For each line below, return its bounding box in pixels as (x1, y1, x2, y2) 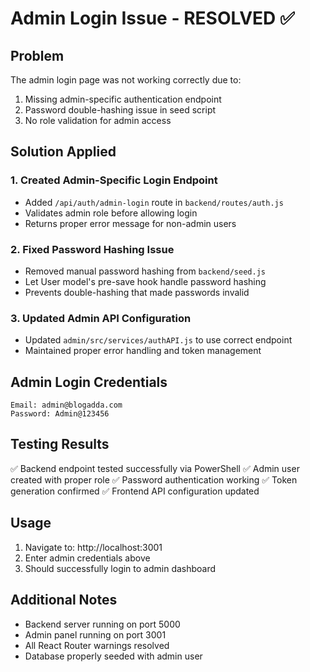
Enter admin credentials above (24, 552, 151, 564)
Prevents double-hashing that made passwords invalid (24, 286, 250, 298)
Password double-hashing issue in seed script (24, 104, 217, 116)
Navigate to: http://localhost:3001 (24, 541, 163, 553)
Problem (10, 47, 65, 64)
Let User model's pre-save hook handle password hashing (24, 275, 267, 287)
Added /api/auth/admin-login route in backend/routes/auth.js (24, 196, 284, 208)
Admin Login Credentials (10, 373, 168, 391)
